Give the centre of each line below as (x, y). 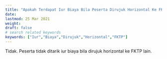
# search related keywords (33, 32)
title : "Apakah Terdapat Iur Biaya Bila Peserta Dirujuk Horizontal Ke (81, 10)
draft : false (19, 28)
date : (11, 14)
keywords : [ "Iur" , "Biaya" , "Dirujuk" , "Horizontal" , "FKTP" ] (66, 37)
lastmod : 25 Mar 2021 (28, 19)
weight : (13, 23)
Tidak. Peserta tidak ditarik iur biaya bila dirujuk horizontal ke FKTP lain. (79, 51)
